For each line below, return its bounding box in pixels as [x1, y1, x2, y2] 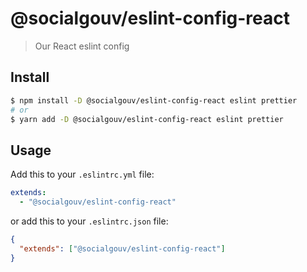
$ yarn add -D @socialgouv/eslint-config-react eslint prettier [10, 114, 284, 124]
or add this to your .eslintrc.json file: [10, 215, 169, 227]
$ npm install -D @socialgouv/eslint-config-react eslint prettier [10, 95, 298, 106]
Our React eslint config [34, 40, 130, 52]
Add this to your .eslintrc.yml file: [10, 168, 155, 181]
